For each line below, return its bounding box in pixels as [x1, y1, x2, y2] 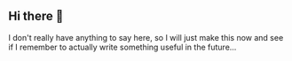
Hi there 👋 [8, 9, 64, 24]
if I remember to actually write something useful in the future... [8, 42, 237, 52]
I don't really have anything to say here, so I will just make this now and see [8, 32, 284, 42]
